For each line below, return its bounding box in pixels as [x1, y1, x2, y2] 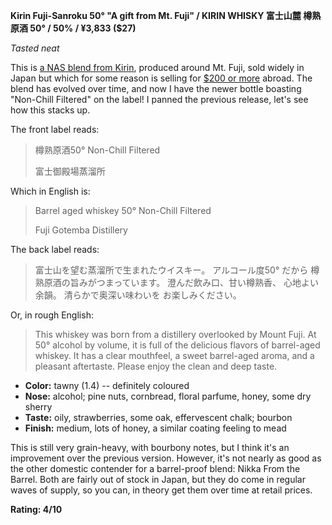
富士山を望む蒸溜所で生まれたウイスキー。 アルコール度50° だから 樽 [34, 264, 320, 276]
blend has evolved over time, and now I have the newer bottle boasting [10, 83, 302, 94]
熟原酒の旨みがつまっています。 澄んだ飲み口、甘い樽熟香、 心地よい [34, 277, 320, 288]
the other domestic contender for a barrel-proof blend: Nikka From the [10, 463, 301, 474]
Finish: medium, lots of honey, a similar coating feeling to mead [24, 422, 287, 434]
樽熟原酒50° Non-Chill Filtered [34, 144, 161, 156]
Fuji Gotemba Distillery [34, 224, 128, 236]
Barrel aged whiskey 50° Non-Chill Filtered [34, 205, 212, 216]
